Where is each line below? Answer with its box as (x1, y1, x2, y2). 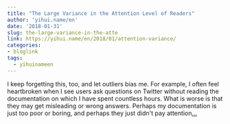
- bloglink (7, 49, 38, 55)
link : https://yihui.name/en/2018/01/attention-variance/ (7, 36, 176, 42)
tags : (7, 55, 23, 62)
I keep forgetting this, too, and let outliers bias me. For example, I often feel (7, 79, 220, 88)
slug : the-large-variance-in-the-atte (7, 29, 118, 36)
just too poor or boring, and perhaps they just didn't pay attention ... (7, 109, 198, 117)
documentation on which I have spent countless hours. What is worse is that (7, 94, 223, 103)
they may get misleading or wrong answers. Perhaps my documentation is (7, 101, 217, 110)
